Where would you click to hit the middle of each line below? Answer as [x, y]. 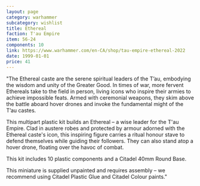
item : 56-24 [21, 39]
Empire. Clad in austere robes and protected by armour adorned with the [96, 128]
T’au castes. [21, 110]
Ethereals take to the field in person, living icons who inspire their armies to [99, 91]
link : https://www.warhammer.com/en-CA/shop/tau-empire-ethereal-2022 [96, 51]
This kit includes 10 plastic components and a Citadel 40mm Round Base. [96, 159]
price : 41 [19, 61]
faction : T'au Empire [33, 34]
